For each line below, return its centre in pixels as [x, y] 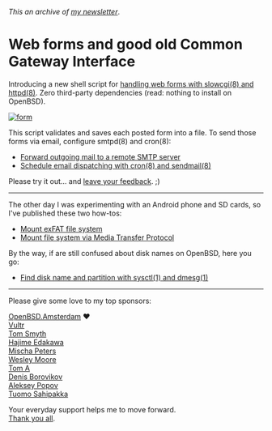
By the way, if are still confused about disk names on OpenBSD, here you [130, 253]
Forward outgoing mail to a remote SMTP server [100, 156]
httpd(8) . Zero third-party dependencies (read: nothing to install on [120, 92]
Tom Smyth [28, 333]
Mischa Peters [32, 351]
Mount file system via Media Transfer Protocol [97, 237]
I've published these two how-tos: [65, 213]
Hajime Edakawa [36, 342]
